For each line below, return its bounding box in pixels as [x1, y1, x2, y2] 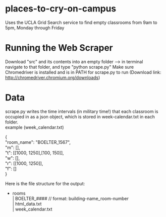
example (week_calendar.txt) [5, 124, 64, 130]
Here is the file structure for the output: [5, 180, 85, 187]
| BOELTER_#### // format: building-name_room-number [12, 195, 129, 202]
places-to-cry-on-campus [5, 3, 116, 14]
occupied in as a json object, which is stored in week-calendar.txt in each [5, 113, 155, 119]
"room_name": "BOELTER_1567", [5, 139, 71, 145]
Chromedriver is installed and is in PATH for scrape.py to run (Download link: [5, 69, 162, 75]
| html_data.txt [12, 201, 42, 207]
